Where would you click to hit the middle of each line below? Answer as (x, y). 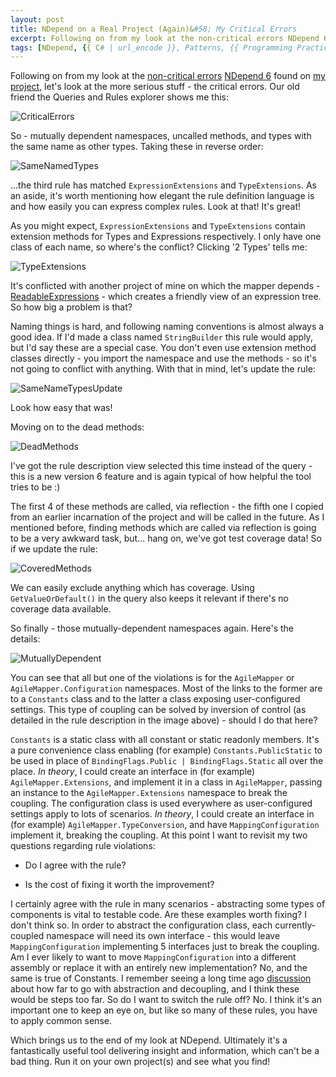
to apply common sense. (61, 1021)
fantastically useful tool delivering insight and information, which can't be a (165, 1051)
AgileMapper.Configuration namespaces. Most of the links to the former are (166, 688)
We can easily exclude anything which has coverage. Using (132, 588)
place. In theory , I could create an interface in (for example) (133, 772)
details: (25, 639)
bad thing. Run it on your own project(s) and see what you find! (140, 1062)
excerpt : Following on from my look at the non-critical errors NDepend (165, 38)
